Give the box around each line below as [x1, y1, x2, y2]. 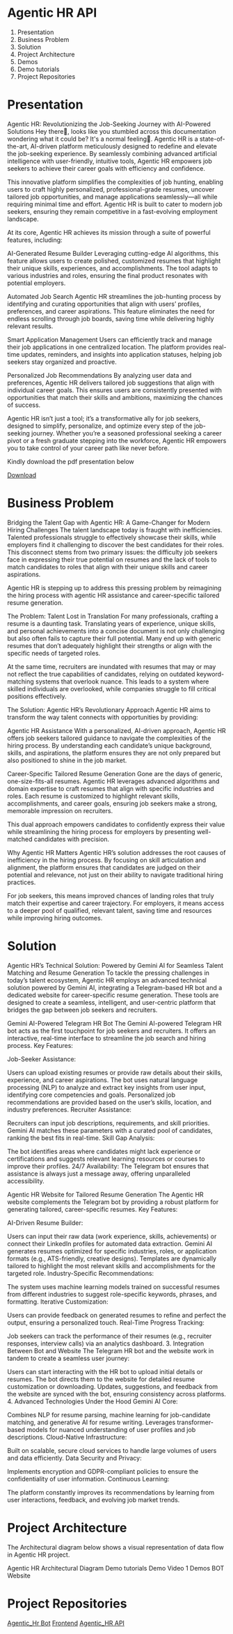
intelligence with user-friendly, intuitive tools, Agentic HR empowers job [7, 157, 212, 165]
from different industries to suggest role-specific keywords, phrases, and [7, 1290, 217, 1298]
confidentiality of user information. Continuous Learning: [7, 1474, 170, 1483]
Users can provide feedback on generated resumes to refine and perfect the [7, 1311, 227, 1319]
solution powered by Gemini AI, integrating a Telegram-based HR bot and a [7, 983, 223, 992]
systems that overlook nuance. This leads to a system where [35, 677, 209, 686]
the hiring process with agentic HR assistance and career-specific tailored [7, 591, 220, 599]
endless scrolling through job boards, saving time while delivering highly [7, 314, 214, 323]
